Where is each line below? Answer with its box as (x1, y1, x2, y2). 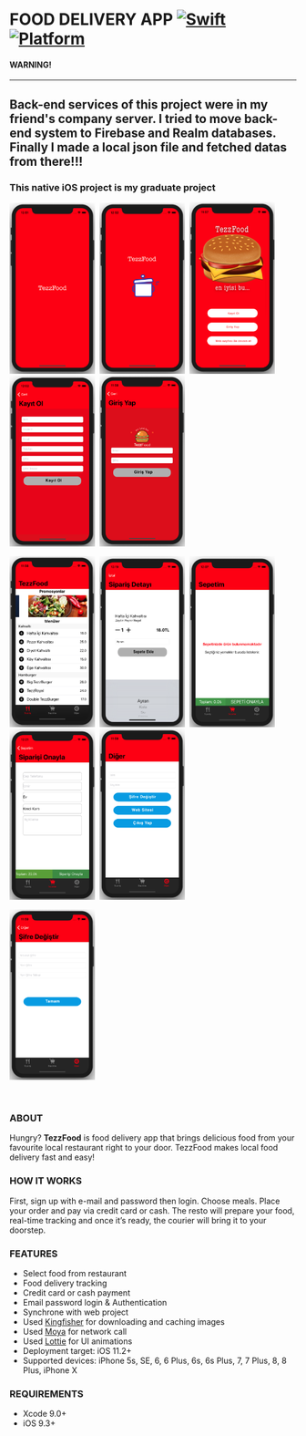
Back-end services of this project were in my (9, 97, 269, 112)
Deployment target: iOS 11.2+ (22, 1345, 132, 1356)
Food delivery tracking (22, 1277, 107, 1288)
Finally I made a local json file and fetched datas (9, 139, 288, 155)
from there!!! (9, 153, 84, 169)
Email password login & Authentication (22, 1297, 168, 1307)
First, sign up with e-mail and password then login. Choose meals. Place (9, 1195, 280, 1206)
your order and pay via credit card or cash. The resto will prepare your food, (9, 1204, 295, 1216)
